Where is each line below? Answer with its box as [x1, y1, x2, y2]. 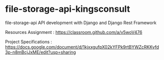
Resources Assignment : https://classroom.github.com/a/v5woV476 [5, 29, 143, 35]
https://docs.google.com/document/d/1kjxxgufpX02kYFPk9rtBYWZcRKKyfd [5, 44, 159, 50]
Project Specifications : [5, 38, 53, 45]
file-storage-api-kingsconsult [5, 3, 131, 15]
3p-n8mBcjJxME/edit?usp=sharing [5, 49, 76, 55]
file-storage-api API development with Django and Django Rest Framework [5, 20, 157, 26]
